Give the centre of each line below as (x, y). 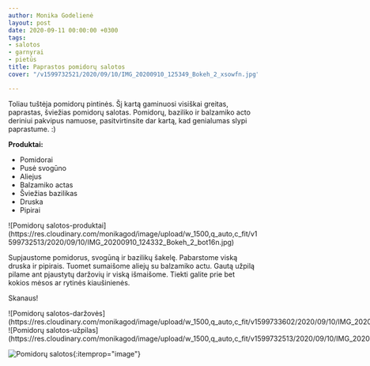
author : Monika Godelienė (51, 15)
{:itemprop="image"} (106, 353)
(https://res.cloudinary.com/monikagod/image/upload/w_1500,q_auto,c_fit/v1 (133, 233)
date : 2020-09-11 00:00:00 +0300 (63, 30)
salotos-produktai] (76, 225)
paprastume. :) (32, 129)
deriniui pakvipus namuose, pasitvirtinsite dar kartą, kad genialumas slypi (128, 120)
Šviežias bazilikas (48, 193)
